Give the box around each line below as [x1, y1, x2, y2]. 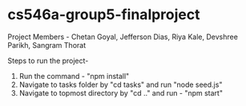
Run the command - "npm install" [18, 71, 130, 80]
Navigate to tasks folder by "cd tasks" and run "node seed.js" [18, 80, 223, 89]
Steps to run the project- [7, 56, 89, 65]
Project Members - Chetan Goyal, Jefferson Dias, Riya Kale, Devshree [7, 32, 238, 41]
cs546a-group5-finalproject [7, 6, 201, 24]
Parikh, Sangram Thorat [7, 40, 86, 49]
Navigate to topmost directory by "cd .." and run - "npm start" [18, 88, 224, 97]
